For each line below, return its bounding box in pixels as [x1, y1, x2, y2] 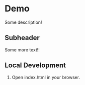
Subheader [4, 34, 40, 42]
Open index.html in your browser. [11, 74, 80, 80]
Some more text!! [4, 46, 40, 52]
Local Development [4, 61, 66, 70]
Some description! [4, 19, 42, 25]
